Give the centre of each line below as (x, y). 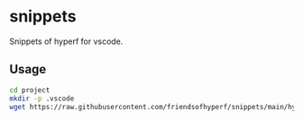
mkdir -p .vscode (42, 99)
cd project (30, 90)
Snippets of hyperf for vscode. (66, 41)
